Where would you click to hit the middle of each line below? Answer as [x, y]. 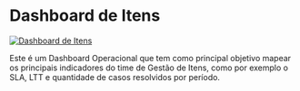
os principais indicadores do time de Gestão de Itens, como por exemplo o [149, 68]
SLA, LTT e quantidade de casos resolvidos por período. [115, 77]
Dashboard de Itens [85, 16]
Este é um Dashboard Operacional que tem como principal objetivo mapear [150, 58]
